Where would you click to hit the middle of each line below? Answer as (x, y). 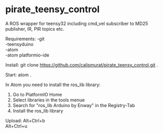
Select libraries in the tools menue (49, 100)
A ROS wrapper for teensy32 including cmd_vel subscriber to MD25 (77, 23)
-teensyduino (19, 44)
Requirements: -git (25, 39)
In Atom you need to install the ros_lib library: (53, 85)
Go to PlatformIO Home (37, 94)
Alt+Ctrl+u (16, 126)
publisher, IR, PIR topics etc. (35, 29)
